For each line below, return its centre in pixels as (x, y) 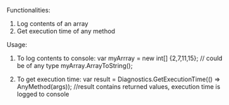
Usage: (17, 44)
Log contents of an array (52, 23)
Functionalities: (28, 10)
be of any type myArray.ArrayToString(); (74, 65)
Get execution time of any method (66, 31)
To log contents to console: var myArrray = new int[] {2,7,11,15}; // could (119, 58)
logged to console (43, 94)
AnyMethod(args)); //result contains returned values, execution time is (118, 86)
